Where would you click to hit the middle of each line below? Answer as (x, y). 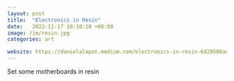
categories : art (31, 39)
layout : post (26, 13)
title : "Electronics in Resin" (54, 20)
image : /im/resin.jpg (39, 33)
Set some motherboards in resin (53, 71)
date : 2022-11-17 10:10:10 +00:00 (60, 26)
